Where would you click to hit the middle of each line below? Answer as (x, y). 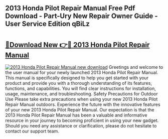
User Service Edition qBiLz (48, 24)
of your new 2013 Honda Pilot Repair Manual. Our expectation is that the (80, 110)
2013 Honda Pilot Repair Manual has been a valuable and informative (76, 115)
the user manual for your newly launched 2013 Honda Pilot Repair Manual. (82, 73)
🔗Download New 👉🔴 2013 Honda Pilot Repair (77, 45)
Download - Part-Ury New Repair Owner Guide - (81, 16)
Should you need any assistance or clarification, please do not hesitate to (81, 126)
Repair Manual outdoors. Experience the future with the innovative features (83, 104)
